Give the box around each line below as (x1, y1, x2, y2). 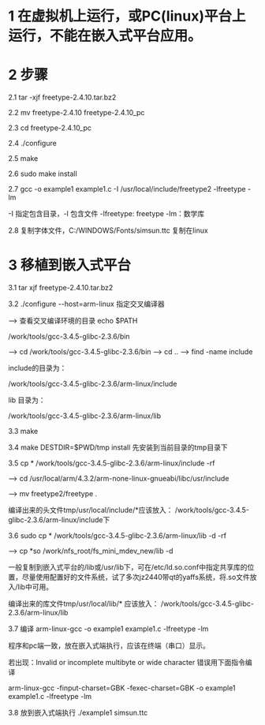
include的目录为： (8, 364, 67, 373)
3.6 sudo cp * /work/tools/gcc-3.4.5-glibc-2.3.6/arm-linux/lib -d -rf (8, 531, 227, 540)
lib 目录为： (8, 395, 46, 405)
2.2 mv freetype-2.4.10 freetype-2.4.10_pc (8, 108, 145, 118)
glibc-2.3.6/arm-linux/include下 (8, 515, 110, 525)
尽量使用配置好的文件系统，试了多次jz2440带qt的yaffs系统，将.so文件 (21, 573, 250, 582)
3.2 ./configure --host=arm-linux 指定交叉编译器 (8, 299, 165, 308)
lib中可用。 (17, 582, 54, 592)
